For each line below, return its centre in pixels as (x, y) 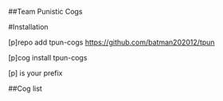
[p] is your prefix (35, 73)
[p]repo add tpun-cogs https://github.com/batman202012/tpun (111, 42)
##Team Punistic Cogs (45, 12)
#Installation (29, 27)
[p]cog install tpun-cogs (48, 58)
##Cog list (25, 88)
